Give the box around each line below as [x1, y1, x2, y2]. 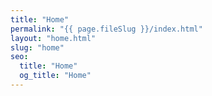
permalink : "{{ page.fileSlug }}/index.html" [10, 24, 203, 34]
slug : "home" [10, 42, 65, 53]
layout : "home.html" [10, 33, 97, 43]
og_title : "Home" [19, 71, 92, 81]
